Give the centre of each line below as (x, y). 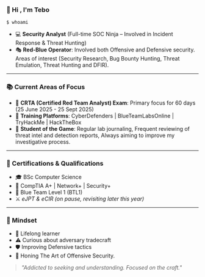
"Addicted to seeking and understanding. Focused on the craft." (102, 268)
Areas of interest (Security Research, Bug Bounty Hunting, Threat (97, 59)
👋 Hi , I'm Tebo (28, 10)
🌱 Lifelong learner (38, 234)
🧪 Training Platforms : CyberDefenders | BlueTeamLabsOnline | (94, 116)
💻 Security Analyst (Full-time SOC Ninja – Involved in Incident (94, 34)
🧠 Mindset (22, 220)
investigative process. (43, 142)
